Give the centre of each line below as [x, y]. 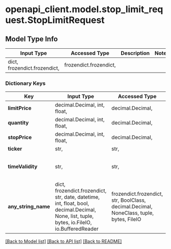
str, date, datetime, [78, 197]
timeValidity [23, 167]
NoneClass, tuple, [133, 213]
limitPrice [20, 108]
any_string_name [29, 207]
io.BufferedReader [77, 229]
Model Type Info [32, 39]
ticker [15, 149]
